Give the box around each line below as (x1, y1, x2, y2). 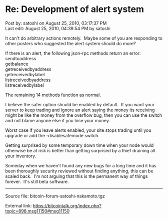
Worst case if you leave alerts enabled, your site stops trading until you (5, 127, 151, 133)
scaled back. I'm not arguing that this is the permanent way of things (5, 173, 148, 179)
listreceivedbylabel (5, 82, 44, 88)
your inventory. (5, 153, 36, 159)
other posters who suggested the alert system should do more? (5, 40, 136, 46)
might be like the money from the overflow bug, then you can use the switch (5, 112, 162, 118)
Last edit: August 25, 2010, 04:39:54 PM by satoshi (5, 25, 111, 31)
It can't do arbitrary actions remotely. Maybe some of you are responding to (5, 35, 162, 41)
